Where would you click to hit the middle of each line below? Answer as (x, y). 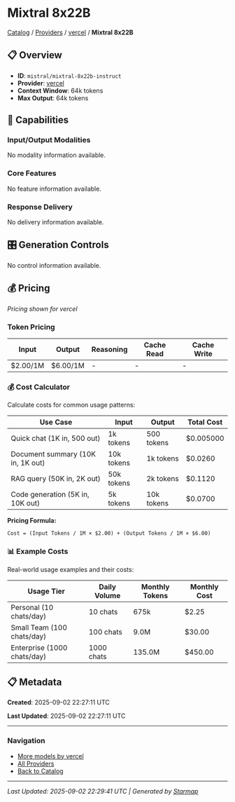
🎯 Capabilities (38, 120)
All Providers (36, 763)
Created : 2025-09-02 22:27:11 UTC (59, 702)
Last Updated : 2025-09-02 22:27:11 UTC (66, 716)
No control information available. (54, 265)
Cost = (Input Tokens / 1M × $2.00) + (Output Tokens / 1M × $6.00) (109, 533)
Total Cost (205, 422)
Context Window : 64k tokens (60, 90)
